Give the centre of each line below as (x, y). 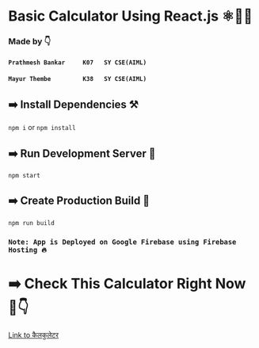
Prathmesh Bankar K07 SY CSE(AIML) (78, 63)
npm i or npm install (42, 128)
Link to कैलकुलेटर (34, 335)
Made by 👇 (30, 41)
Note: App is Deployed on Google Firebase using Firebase (122, 242)
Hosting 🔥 (28, 250)
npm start (25, 175)
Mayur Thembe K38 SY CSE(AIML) (78, 79)
